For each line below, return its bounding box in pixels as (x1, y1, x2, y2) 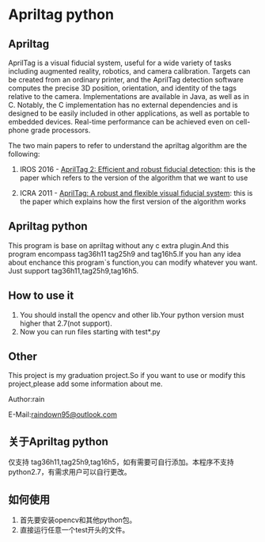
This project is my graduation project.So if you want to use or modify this (8, 371, 246, 380)
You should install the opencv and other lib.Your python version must (19, 310, 244, 319)
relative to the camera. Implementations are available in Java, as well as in (8, 92, 249, 101)
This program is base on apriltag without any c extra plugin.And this (8, 240, 229, 250)
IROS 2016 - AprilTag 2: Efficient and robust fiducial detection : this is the (19, 165, 256, 174)
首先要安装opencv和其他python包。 (19, 515, 137, 525)
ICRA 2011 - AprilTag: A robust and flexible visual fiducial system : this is (19, 189, 253, 197)
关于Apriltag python (8, 434, 109, 448)
